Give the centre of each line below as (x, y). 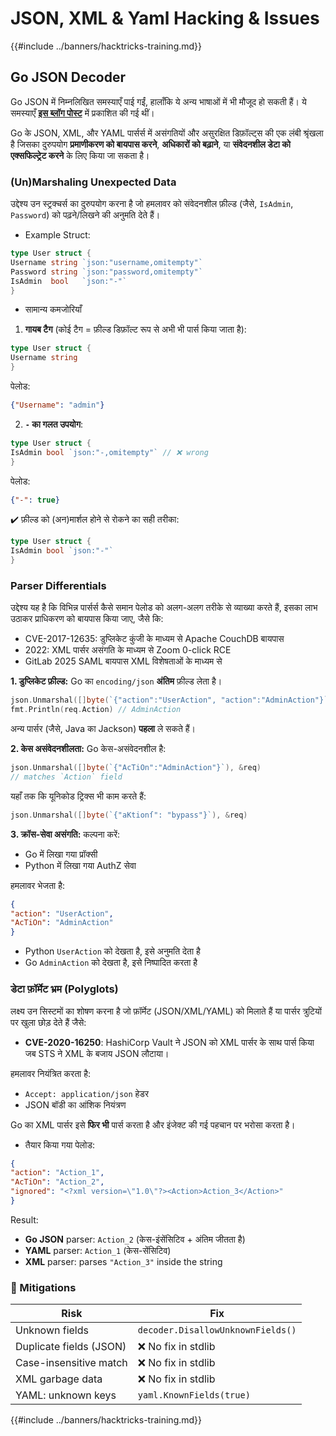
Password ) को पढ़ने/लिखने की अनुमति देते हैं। (85, 215)
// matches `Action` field (66, 777)
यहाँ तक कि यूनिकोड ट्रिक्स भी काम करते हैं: (78, 796)
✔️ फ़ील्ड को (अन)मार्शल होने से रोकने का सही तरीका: (95, 519)
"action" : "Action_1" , (57, 1173)
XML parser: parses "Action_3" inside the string (123, 1261)
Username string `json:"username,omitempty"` (106, 262)
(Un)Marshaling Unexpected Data (93, 182)
